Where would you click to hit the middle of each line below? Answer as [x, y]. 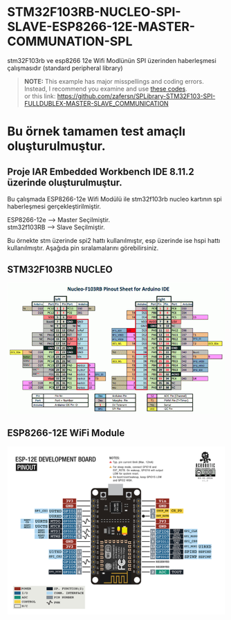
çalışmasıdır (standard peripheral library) [65, 68]
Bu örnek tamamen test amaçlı [96, 131]
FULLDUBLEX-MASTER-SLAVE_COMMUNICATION [96, 103]
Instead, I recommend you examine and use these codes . [106, 89]
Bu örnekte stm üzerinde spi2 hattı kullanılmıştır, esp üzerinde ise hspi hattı [114, 240]
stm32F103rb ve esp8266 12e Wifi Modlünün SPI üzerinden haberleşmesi [112, 60]
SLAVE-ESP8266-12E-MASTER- [101, 27]
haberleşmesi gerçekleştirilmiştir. [54, 206]
